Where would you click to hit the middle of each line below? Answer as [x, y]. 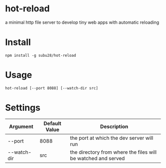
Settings [23, 108]
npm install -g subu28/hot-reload [41, 55]
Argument [21, 126]
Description [114, 126]
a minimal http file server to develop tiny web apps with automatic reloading [82, 22]
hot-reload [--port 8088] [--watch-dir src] [52, 88]
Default [53, 123]
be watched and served [97, 158]
